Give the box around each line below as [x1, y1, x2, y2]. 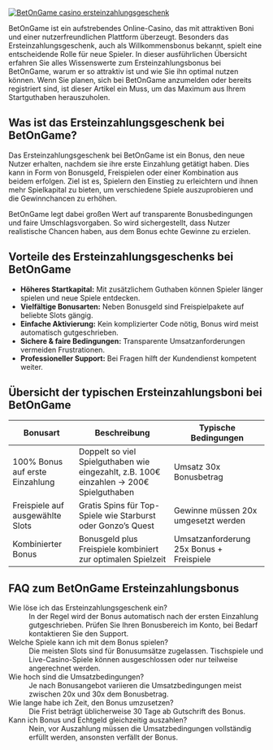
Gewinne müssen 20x [173, 505, 258, 516]
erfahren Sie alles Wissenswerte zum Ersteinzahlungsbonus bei [8, 58, 222, 67]
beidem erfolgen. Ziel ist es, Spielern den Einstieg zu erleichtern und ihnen [8, 176, 258, 186]
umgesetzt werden [173, 515, 246, 527]
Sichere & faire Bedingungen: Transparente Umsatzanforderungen [19, 336, 245, 345]
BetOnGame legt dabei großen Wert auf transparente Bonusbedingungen [8, 209, 253, 219]
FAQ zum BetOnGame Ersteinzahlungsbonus [8, 581, 240, 595]
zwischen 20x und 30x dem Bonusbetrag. [28, 689, 169, 699]
